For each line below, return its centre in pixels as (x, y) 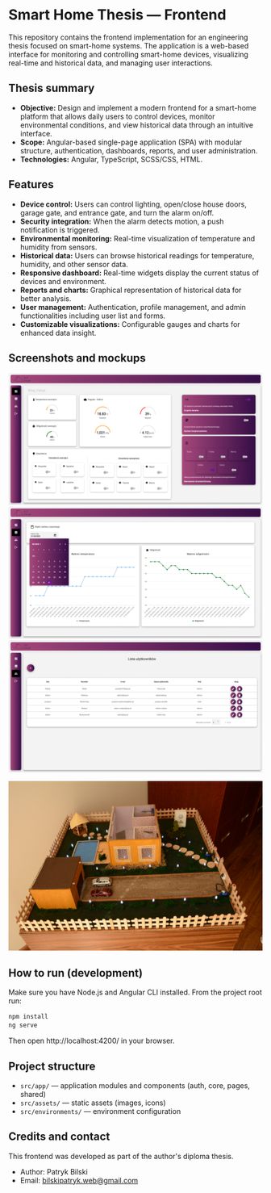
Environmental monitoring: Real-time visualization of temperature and (138, 238)
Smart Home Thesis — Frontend (117, 15)
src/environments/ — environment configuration (100, 1111)
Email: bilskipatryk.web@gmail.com (79, 1180)
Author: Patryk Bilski (54, 1171)
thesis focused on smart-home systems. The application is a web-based (129, 45)
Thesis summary (52, 88)
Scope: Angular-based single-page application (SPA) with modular (131, 142)
